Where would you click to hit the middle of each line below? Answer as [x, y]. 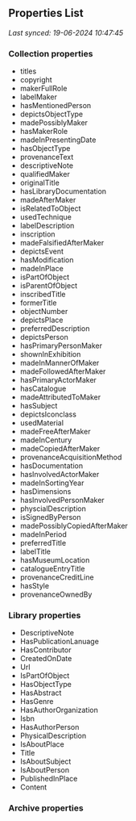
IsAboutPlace [42, 744]
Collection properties [51, 53]
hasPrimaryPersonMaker [61, 346]
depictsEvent [42, 251]
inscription [37, 234]
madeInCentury [46, 440]
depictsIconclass [48, 414]
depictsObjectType [52, 114]
